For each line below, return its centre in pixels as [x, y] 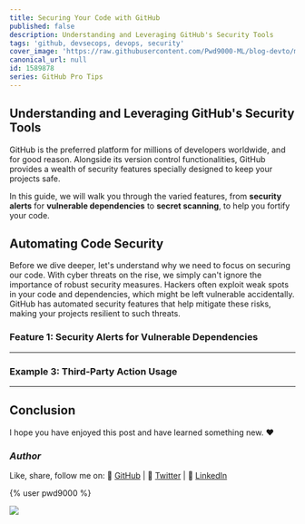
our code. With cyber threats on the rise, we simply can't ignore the [136, 275]
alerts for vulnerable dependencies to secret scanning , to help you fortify [150, 206]
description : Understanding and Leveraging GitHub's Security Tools [142, 34]
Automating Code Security [87, 243]
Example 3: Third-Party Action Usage [93, 371]
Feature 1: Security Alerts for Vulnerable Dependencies [134, 337]
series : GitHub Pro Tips [56, 77]
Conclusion [43, 410]
